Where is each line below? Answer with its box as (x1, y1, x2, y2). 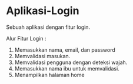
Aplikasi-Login (6, 4, 79, 18)
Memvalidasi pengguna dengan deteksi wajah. (14, 59, 128, 66)
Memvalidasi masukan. (14, 52, 71, 59)
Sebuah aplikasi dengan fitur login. (6, 23, 90, 31)
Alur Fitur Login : (6, 35, 46, 42)
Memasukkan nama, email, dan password (14, 46, 116, 53)
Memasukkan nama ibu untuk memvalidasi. (14, 65, 119, 72)
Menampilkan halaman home (14, 71, 85, 78)
